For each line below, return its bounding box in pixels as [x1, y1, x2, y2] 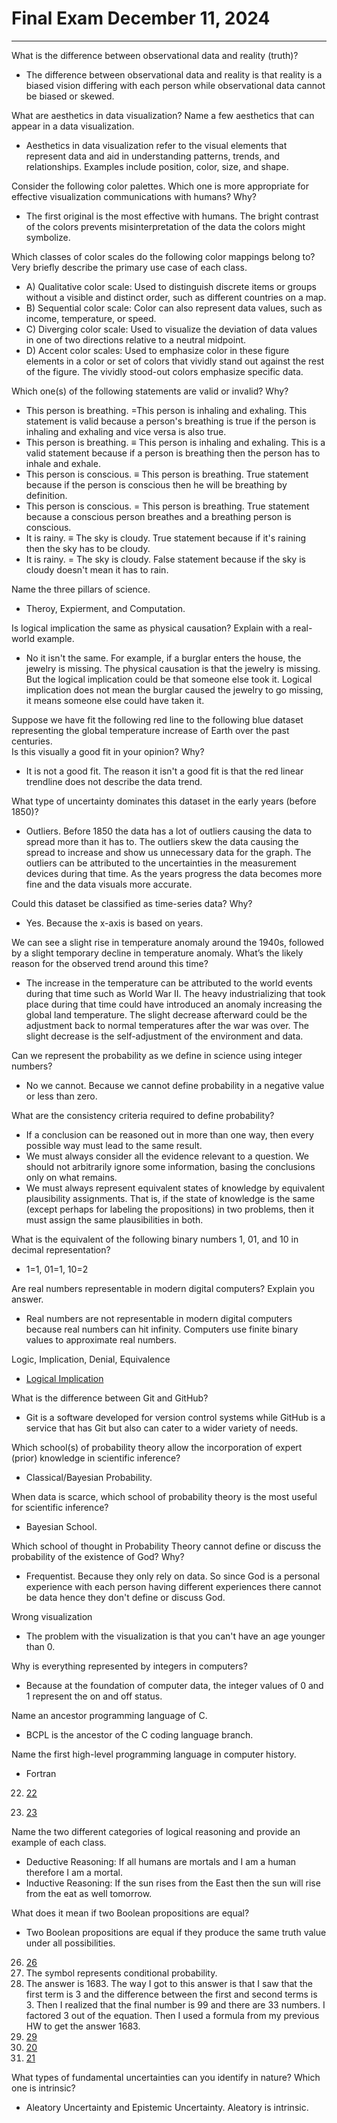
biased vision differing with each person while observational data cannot [25, 79, 326, 91]
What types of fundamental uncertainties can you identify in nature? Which [11, 2071, 321, 2083]
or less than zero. [25, 1090, 98, 1102]
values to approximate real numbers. [25, 1333, 177, 1346]
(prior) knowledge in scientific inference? [11, 1452, 181, 1464]
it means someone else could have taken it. [25, 694, 205, 706]
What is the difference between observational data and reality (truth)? [11, 49, 299, 61]
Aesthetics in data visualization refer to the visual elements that [25, 139, 288, 151]
